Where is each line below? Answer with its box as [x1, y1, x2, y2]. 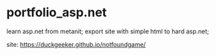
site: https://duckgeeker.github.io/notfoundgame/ [6, 40, 146, 48]
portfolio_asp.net [6, 5, 107, 20]
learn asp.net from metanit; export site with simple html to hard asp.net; [6, 27, 209, 35]
